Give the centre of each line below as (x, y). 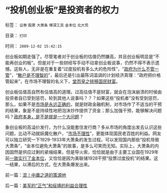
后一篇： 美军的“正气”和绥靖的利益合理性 (46, 185)
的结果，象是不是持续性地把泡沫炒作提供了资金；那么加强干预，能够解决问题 (83, 110)
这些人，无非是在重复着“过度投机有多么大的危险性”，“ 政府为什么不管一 (86, 69)
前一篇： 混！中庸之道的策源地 (36, 175)
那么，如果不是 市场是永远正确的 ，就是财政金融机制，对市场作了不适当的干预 (83, 104)
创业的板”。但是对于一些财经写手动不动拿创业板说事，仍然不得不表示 (84, 63)
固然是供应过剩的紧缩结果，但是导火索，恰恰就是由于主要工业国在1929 (82, 152)
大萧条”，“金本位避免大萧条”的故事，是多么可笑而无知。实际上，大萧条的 (80, 146)
